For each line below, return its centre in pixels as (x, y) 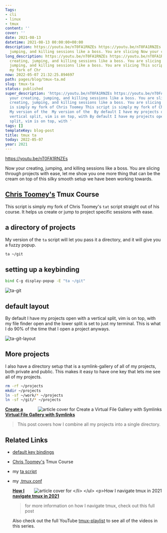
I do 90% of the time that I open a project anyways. (58, 329)
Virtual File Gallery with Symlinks (40, 415)
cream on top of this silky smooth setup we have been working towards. (79, 179)
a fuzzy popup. (21, 245)
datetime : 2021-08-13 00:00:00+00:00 (44, 42)
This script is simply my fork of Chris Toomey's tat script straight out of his (82, 206)
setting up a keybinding (42, 269)
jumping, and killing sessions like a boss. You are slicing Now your (84, 51)
